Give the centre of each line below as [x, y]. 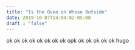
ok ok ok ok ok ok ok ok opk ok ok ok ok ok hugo [68, 41]
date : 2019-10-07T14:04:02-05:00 [49, 18]
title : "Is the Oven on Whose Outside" [57, 12]
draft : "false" [27, 23]
